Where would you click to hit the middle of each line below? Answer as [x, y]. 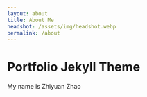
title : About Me [31, 20]
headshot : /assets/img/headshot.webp [62, 26]
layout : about [28, 14]
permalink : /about [34, 33]
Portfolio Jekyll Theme [74, 67]
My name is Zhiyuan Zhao [44, 87]
